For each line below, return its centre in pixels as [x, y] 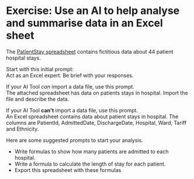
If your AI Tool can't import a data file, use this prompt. [72, 110]
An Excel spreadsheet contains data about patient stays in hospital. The [92, 116]
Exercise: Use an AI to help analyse [93, 11]
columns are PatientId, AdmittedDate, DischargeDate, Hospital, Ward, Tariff [96, 122]
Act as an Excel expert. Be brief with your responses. [70, 75]
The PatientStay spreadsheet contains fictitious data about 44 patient [90, 51]
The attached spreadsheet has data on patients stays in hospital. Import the [97, 93]
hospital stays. [23, 58]
